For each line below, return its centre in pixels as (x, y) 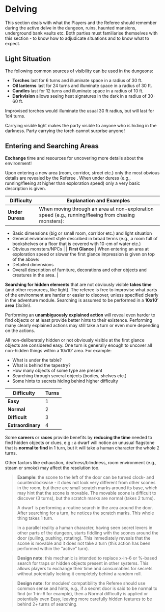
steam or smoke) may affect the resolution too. (52, 468)
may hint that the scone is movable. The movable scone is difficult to (86, 493)
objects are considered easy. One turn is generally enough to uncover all (79, 345)
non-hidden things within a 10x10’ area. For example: (58, 350)
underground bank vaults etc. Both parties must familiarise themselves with (82, 33)
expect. (13, 43)
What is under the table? (37, 360)
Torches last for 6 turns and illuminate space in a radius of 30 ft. (77, 80)
